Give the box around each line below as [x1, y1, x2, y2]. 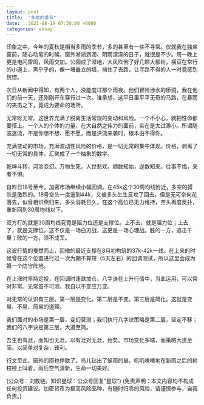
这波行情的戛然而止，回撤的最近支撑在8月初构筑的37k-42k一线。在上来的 [6, 247, 190, 255]
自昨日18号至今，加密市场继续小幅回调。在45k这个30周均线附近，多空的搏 [6, 183, 193, 191]
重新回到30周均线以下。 [6, 206, 67, 213]
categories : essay [6, 25, 53, 32]
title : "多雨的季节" [6, 15, 56, 21]
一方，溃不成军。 [27, 234, 70, 241]
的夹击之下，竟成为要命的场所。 [6, 101, 86, 109]
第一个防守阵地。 [6, 262, 49, 270]
